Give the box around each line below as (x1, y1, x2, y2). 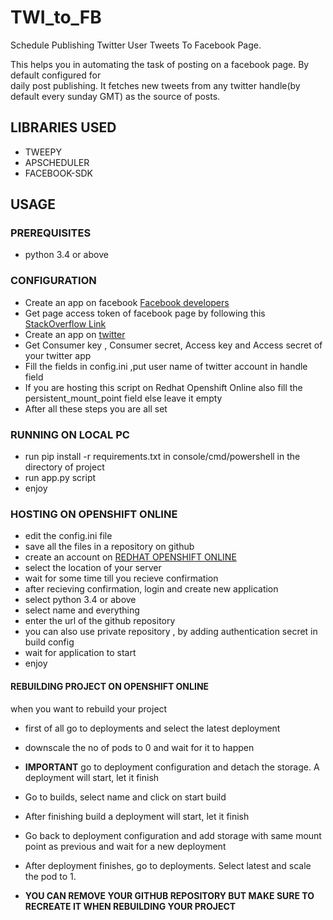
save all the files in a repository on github (24, 541, 195, 553)
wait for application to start (24, 647, 137, 659)
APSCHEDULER (24, 156, 90, 168)
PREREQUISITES (10, 226, 92, 240)
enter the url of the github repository (24, 615, 176, 627)
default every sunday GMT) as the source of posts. (10, 90, 221, 102)
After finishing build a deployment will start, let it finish (24, 810, 250, 822)
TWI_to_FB (10, 6, 102, 29)
